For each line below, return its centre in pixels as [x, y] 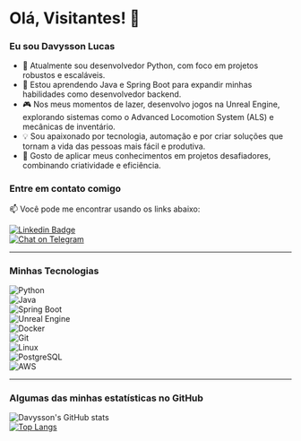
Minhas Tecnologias [54, 271]
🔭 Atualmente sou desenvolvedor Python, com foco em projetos [140, 65]
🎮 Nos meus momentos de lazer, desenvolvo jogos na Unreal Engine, [151, 104]
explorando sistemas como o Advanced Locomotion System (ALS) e [148, 117]
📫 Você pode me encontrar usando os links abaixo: [105, 209]
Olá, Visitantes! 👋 [75, 18]
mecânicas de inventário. [69, 127]
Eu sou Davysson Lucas [62, 47]
